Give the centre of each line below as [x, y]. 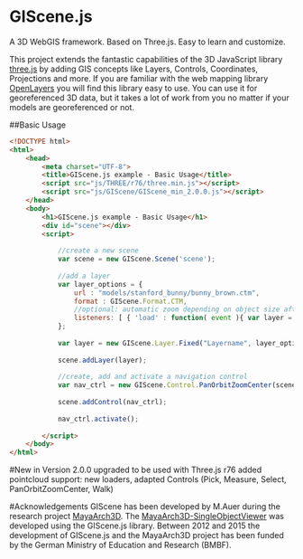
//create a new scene [98, 251]
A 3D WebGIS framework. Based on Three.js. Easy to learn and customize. [147, 42]
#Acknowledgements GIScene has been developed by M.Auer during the [145, 507]
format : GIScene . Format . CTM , [130, 301]
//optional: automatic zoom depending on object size [177, 309]
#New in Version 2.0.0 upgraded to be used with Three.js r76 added [136, 470]
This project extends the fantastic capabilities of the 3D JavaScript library [146, 59]
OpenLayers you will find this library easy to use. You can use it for [133, 88]
